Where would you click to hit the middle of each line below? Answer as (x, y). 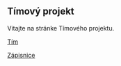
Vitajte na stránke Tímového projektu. (61, 28)
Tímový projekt (41, 11)
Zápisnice (21, 55)
